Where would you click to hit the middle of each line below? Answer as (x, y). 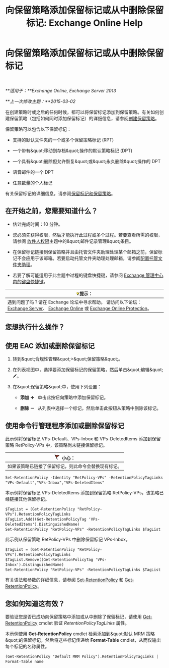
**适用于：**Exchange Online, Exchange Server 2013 (61, 90)
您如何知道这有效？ (35, 604)
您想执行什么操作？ (35, 327)
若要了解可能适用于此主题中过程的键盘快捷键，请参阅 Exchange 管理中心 (88, 275)
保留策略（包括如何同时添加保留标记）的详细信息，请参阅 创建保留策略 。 (84, 118)
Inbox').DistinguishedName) (35, 565)
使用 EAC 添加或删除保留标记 (50, 346)
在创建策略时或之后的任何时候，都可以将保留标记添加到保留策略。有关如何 (82, 112)
